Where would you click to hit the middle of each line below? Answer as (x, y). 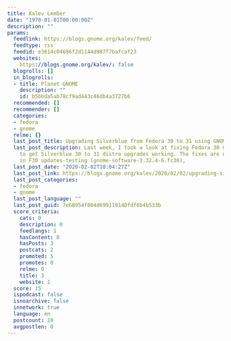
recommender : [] (36, 109)
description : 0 (41, 224)
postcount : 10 (33, 320)
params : (18, 33)
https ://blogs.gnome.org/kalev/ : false (77, 65)
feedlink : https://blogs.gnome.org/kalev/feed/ (83, 39)
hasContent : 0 (40, 237)
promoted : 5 (36, 256)
